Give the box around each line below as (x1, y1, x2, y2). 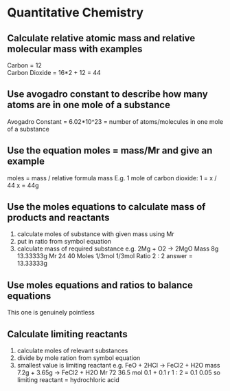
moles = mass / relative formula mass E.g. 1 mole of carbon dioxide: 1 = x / (7, 173, 218, 182)
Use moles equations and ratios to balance (7, 279, 194, 290)
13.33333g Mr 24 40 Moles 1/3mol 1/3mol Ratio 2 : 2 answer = (16, 252, 194, 260)
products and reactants (7, 212, 110, 224)
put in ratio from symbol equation (16, 237, 112, 246)
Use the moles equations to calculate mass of (7, 201, 206, 213)
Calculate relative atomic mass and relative (7, 32, 196, 44)
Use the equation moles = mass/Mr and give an (7, 145, 213, 156)
